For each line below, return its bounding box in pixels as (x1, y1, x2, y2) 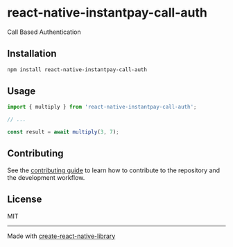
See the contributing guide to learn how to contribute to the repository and (7, 166, 221, 174)
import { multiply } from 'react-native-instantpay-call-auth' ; (7, 104, 197, 111)
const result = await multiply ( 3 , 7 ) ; (7, 129, 119, 136)
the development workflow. (7, 173, 85, 181)
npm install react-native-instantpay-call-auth (7, 66, 148, 73)
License (7, 194, 42, 205)
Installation (7, 48, 57, 60)
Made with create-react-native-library (7, 232, 116, 240)
